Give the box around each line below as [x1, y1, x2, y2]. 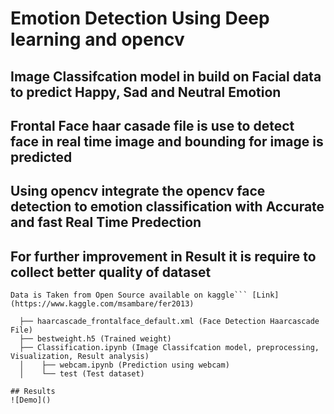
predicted [10, 148, 73, 166]
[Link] [251, 290, 280, 301]
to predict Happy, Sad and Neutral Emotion [10, 83, 282, 101]
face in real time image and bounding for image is [10, 133, 324, 150]
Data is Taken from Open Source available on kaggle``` [10, 290, 248, 301]
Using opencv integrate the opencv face [10, 183, 266, 200]
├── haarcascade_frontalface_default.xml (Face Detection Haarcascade [19, 317, 320, 327]
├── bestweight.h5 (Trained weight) [19, 334, 172, 344]
